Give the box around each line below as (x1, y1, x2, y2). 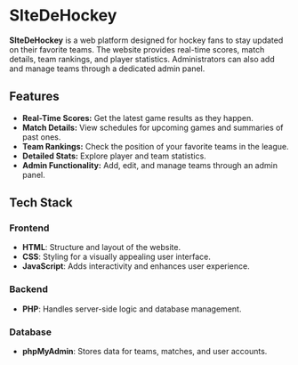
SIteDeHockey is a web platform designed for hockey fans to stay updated (9, 35, 284, 45)
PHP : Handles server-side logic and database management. (21, 304, 242, 314)
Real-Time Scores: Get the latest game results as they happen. (21, 112, 254, 123)
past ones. (21, 131, 61, 142)
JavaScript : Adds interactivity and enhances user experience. (21, 261, 251, 272)
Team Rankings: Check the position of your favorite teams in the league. (21, 141, 289, 151)
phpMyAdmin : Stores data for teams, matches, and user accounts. (21, 346, 268, 357)
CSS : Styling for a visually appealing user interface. (21, 251, 211, 263)
